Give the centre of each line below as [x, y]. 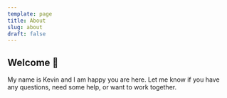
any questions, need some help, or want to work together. [92, 87]
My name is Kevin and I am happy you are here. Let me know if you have [114, 80]
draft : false [27, 34]
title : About [27, 21]
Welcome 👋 [33, 62]
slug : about [25, 27]
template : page [30, 14]
